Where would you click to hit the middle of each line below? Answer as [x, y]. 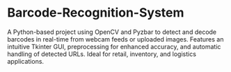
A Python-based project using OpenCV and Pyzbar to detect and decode [112, 32]
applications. [25, 61]
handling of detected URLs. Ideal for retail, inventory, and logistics [102, 54]
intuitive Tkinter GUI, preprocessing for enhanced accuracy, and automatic [114, 46]
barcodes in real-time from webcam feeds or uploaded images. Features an [115, 39]
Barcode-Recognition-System [96, 13]
